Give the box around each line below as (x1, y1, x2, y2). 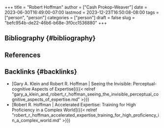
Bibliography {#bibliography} (4, 34, 96, 42)
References (4, 51, 41, 59)
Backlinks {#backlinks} (4, 67, 77, 76)
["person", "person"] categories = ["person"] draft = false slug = (4, 15, 136, 20)
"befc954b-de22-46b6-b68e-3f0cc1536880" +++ (4, 20, 108, 26)
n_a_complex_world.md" (11, 117, 61, 123)
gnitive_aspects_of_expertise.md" (11, 96, 80, 102)
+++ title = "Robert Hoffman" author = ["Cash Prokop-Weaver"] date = (4, 4, 148, 10)
